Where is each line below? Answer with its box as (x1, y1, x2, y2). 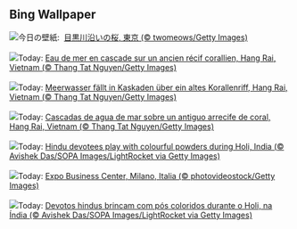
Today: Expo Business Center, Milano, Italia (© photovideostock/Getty (18, 170, 276, 181)
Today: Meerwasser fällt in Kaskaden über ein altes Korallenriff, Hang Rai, (18, 82, 288, 93)
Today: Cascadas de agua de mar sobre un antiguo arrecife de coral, (18, 111, 271, 122)
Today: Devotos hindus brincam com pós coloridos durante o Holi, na (18, 200, 273, 210)
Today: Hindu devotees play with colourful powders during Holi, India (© (18, 141, 285, 151)
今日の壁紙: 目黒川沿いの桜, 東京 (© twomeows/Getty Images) (18, 31, 248, 43)
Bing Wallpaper (9, 7, 96, 22)
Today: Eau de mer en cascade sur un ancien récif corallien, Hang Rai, (18, 53, 276, 63)
